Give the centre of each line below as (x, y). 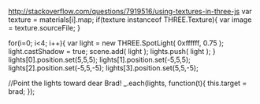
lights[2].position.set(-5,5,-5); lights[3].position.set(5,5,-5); (103, 68)
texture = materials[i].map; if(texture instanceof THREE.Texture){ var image (130, 20)
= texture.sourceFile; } (45, 28)
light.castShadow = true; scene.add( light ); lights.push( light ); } (112, 51)
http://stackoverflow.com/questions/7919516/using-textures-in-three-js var (130, 11)
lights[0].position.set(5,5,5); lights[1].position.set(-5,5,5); (99, 59)
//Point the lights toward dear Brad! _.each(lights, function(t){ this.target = (128, 83)
